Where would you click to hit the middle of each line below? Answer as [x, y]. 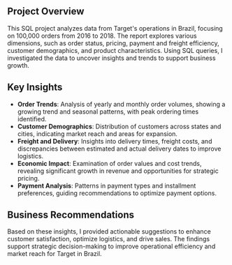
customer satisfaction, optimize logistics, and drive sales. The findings [109, 239]
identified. [32, 119]
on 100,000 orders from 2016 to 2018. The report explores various [102, 36]
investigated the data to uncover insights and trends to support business [111, 58]
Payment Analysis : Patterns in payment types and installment [107, 185]
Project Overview [46, 12]
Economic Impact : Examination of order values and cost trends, [109, 163]
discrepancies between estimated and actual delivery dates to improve [119, 149]
